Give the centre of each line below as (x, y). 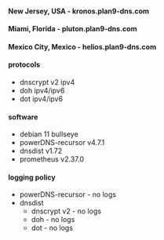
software (23, 117)
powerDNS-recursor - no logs (67, 195)
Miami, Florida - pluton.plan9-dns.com (73, 29)
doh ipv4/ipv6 (42, 90)
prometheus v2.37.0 (52, 159)
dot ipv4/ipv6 (41, 99)
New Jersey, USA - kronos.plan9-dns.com (79, 11)
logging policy (32, 177)
